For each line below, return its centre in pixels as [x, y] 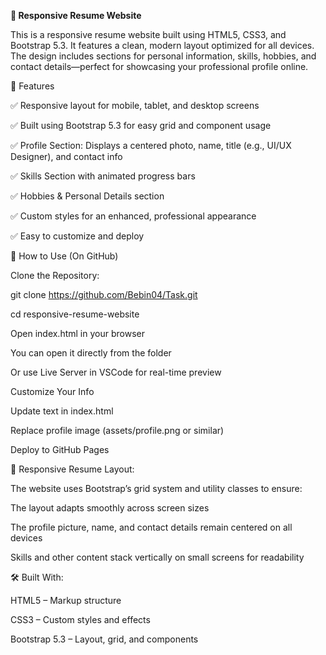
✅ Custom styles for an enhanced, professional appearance [133, 216]
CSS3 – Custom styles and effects [80, 619]
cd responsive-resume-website [75, 314]
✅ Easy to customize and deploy [77, 236]
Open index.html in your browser [77, 333]
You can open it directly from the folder [91, 353]
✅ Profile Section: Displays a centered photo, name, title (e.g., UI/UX [151, 145]
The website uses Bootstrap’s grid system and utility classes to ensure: [156, 488]
